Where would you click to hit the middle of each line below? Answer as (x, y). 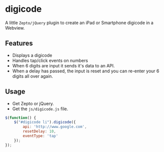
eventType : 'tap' (40, 136)
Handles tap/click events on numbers (50, 61)
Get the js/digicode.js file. (40, 109)
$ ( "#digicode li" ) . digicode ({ (45, 122)
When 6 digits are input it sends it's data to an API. (63, 65)
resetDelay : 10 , (39, 131)
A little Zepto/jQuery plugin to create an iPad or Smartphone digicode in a (79, 23)
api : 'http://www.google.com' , (55, 127)
